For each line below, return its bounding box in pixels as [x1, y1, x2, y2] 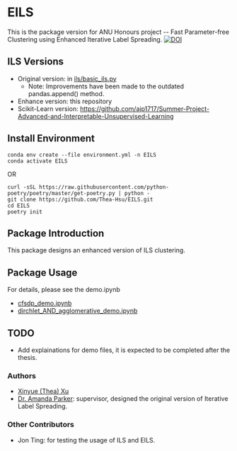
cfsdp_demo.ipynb [17, 299, 72, 307]
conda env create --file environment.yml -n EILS [7, 151, 157, 158]
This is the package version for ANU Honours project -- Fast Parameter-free [7, 28, 230, 36]
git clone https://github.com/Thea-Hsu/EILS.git [7, 196, 154, 203]
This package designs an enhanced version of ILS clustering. [7, 246, 185, 254]
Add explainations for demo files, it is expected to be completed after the [17, 346, 231, 354]
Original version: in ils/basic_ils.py [17, 74, 117, 83]
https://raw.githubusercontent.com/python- [38, 183, 170, 191]
